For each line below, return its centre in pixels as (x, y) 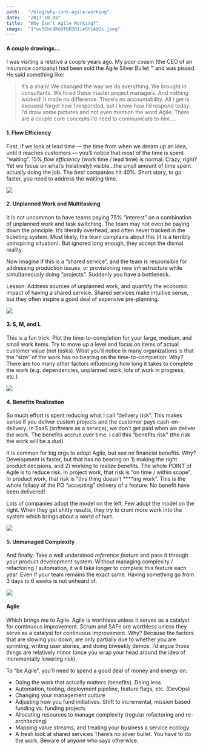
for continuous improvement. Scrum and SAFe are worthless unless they (97, 626)
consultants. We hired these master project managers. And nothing (105, 93)
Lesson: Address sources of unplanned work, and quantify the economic (97, 286)
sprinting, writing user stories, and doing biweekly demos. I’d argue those (98, 645)
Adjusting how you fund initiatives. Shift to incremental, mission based (103, 701)
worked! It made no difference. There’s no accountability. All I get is (105, 99)
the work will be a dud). (36, 441)
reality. (15, 249)
